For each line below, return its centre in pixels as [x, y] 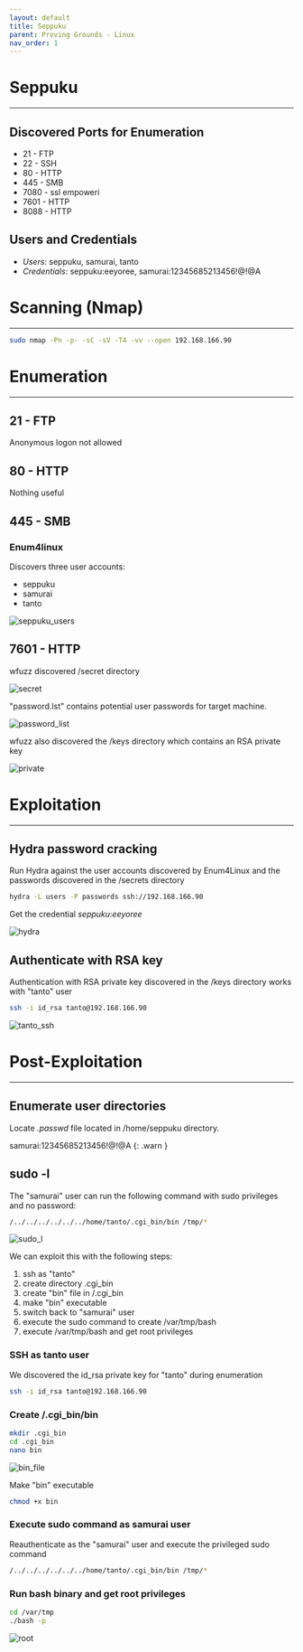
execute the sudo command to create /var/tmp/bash [119, 1322]
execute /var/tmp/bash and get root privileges [108, 1332]
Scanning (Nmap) [77, 307]
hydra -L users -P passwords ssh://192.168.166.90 [106, 897]
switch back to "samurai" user [78, 1312]
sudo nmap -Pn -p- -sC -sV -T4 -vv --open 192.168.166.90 [120, 340]
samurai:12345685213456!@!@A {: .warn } [89, 1145]
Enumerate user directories [88, 1107]
